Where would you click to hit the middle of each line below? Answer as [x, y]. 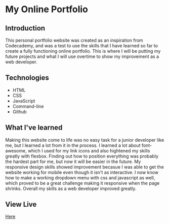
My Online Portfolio [47, 9]
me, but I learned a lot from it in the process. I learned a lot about [73, 145]
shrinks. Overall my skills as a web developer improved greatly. [71, 188]
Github [19, 111]
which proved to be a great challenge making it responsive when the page [82, 183]
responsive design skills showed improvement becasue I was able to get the [85, 167]
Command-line [28, 106]
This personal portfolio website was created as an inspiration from [74, 40]
